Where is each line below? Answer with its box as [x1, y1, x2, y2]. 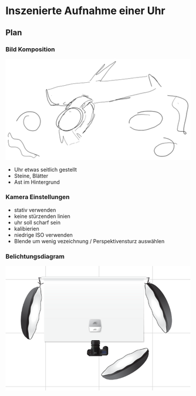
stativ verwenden [13, 206, 56, 213]
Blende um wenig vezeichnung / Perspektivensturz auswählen [13, 237, 165, 244]
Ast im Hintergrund [13, 178, 60, 186]
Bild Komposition [5, 45, 55, 53]
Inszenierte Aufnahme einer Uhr [5, 4, 165, 18]
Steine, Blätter [13, 172, 49, 179]
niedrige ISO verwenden [13, 231, 73, 239]
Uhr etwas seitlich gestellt [13, 166, 77, 173]
